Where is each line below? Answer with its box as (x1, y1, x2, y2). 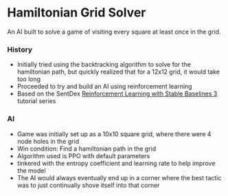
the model (16, 166, 46, 175)
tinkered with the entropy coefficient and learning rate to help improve (16, 159, 216, 167)
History (7, 45, 33, 54)
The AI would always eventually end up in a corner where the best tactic (16, 173, 222, 182)
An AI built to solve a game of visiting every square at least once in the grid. (7, 28, 221, 36)
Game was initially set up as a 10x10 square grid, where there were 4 (16, 129, 212, 138)
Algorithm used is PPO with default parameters (16, 151, 150, 160)
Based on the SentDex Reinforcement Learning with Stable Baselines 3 (16, 89, 218, 98)
